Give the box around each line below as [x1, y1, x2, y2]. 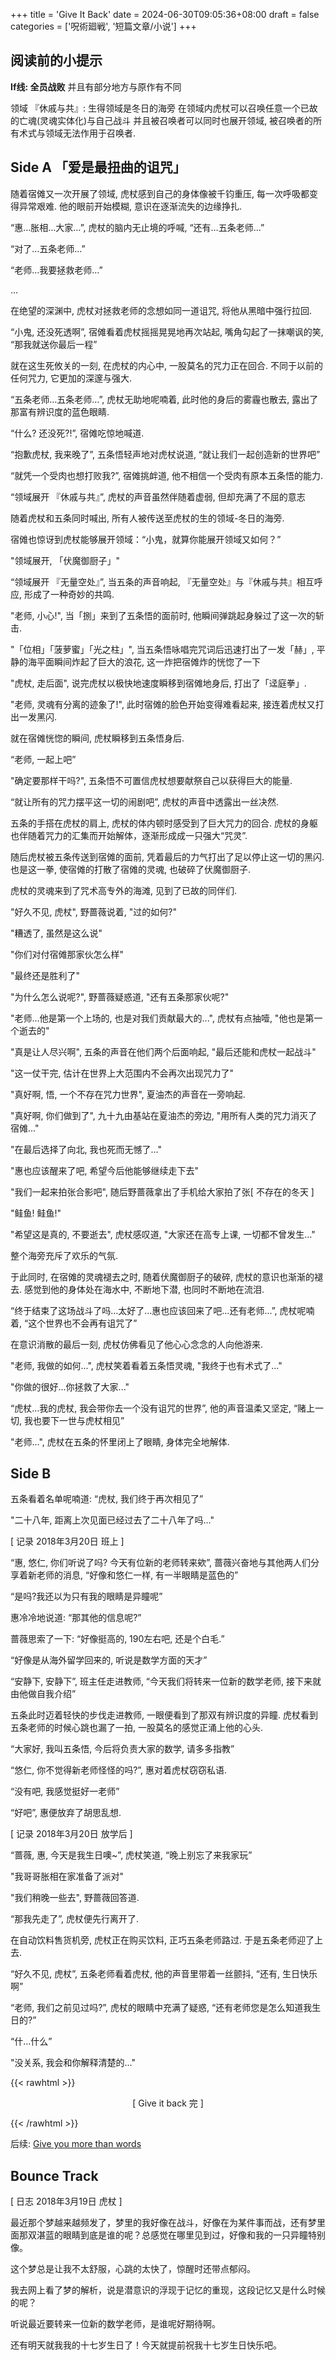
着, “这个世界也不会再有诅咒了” [10, 1317, 138, 1329]
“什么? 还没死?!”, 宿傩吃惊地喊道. [10, 427, 145, 439]
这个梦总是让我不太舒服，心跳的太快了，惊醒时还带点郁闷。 [10, 2263, 256, 2275]
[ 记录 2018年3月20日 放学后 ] [10, 1828, 133, 1840]
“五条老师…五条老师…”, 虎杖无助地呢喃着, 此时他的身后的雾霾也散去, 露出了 [10, 393, 319, 405]
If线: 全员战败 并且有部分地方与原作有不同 [10, 80, 182, 93]
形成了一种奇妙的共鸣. [23, 588, 115, 600]
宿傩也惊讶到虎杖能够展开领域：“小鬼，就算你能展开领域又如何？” [10, 533, 282, 545]
